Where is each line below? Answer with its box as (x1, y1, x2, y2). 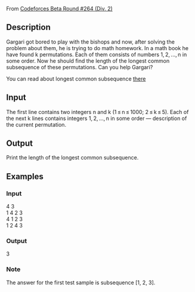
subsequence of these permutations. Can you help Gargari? (6, 63, 153, 70)
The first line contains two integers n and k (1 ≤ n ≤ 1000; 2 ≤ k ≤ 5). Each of (6, 108, 189, 115)
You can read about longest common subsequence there (6, 75, 146, 82)
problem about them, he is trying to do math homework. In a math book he (6, 44, 189, 51)
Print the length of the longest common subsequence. (6, 154, 139, 161)
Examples (6, 171, 44, 182)
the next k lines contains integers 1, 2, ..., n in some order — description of (6, 115, 187, 122)
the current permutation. (6, 121, 67, 128)
